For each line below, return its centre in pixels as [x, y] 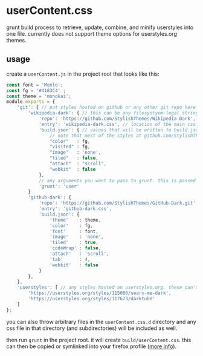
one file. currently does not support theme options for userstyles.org [92, 33]
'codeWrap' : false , [75, 248]
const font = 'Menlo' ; [35, 85]
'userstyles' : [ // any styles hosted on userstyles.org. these [100, 288]
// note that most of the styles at [95, 136]
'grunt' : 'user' [59, 186]
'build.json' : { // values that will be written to [105, 130]
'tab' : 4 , [70, 259]
